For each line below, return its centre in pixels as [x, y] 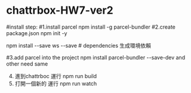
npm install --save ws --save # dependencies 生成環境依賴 [78, 45]
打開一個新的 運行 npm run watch [56, 83]
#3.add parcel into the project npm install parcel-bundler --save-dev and [96, 57]
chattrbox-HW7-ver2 [60, 10]
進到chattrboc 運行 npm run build [56, 76]
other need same [27, 64]
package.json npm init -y [37, 33]
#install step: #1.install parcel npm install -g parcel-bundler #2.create [91, 27]
